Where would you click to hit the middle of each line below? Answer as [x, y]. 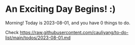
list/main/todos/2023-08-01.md [38, 38]
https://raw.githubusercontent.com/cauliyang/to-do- [74, 32]
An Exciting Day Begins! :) [60, 9]
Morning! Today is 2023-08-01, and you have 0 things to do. [68, 23]
